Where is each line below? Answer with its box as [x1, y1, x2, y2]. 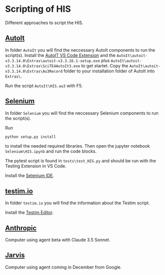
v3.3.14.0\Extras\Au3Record [5, 69, 63, 74]
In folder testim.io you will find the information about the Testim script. [5, 200, 150, 206]
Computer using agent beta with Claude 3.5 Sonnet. [5, 237, 111, 243]
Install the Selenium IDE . [5, 173, 54, 179]
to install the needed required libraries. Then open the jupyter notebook [5, 143, 150, 149]
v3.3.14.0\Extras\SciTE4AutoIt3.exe [5, 63, 80, 68]
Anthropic [5, 224, 37, 232]
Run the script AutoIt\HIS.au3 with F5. [5, 83, 83, 89]
